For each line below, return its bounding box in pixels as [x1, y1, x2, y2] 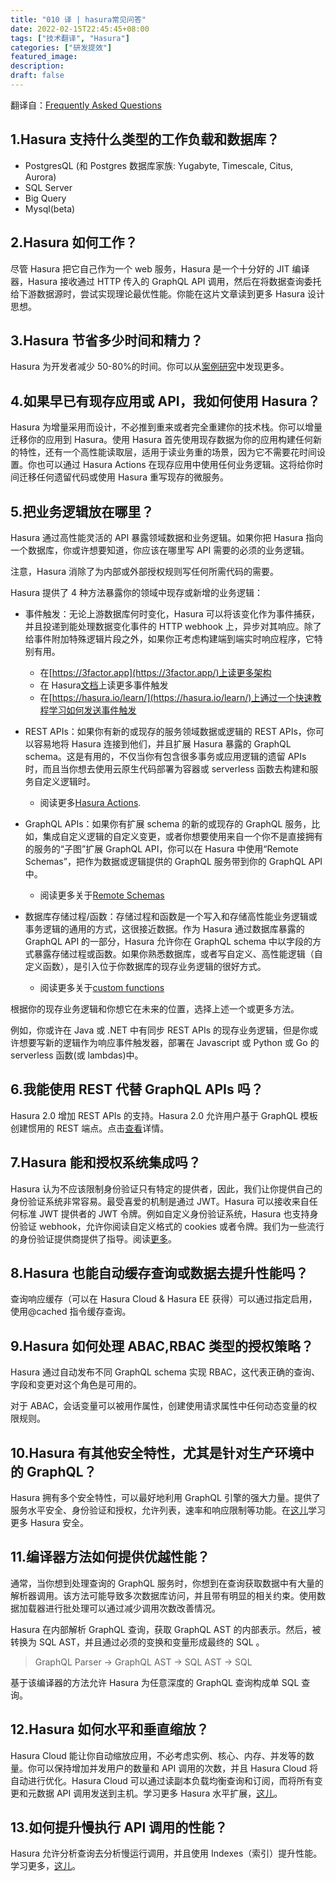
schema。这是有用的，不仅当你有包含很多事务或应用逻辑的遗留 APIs [24, 750, 307, 762]
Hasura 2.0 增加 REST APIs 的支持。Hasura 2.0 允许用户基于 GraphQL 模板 [10, 1109, 318, 1121]
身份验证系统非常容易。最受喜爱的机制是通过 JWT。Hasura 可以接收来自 [10, 1195, 310, 1207]
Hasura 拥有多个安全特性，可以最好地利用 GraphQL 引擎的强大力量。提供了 [10, 1492, 321, 1503]
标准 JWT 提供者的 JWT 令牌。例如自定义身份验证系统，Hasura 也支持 [18, 1207, 310, 1220]
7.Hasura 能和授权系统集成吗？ [10, 1154, 202, 1171]
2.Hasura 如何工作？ [10, 234, 138, 251]
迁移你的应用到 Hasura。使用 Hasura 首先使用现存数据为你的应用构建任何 [10, 434, 313, 446]
